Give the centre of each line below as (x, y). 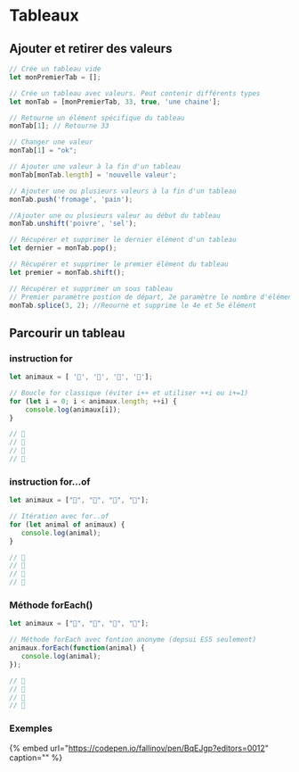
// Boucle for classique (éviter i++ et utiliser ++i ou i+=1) (129, 393)
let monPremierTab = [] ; (55, 77)
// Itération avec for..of (59, 517)
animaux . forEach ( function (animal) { (77, 648)
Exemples (31, 728)
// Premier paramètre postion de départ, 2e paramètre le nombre (133, 297)
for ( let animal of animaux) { (67, 524)
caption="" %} (36, 757)
